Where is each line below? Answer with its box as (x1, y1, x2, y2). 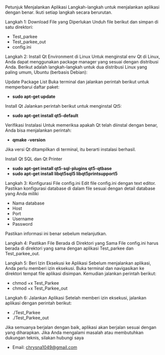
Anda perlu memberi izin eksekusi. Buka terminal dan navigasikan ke (5, 266, 144, 271)
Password (12, 221, 33, 227)
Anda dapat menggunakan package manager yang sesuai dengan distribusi (5, 59, 159, 64)
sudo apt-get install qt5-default (12, 113, 79, 118)
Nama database (12, 200, 45, 206)
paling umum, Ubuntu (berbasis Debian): (5, 69, 88, 75)
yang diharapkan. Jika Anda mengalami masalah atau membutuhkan (5, 329, 144, 335)
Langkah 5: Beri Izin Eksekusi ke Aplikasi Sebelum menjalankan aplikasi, (5, 260, 151, 266)
